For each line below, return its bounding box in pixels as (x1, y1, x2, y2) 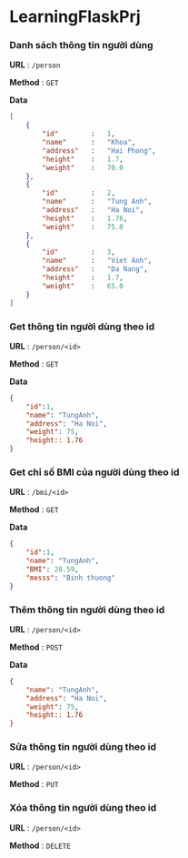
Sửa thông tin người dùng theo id (9, 741, 157, 753)
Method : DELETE (9, 840, 71, 851)
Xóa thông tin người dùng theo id (9, 802, 157, 814)
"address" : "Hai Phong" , (42, 146, 156, 156)
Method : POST (9, 641, 64, 652)
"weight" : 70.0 (42, 163, 124, 172)
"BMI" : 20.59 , (25, 564, 79, 574)
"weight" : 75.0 (42, 222, 124, 231)
